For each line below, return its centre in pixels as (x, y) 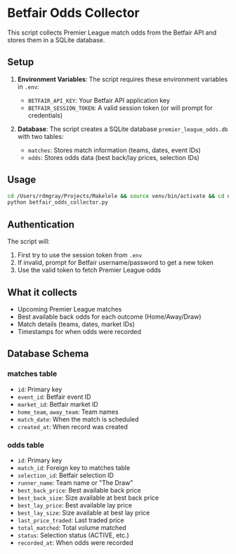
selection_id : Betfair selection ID (66, 475)
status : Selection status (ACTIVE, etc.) (73, 535)
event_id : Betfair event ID (54, 397)
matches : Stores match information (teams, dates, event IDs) (114, 150)
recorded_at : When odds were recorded (75, 542)
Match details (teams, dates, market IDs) (76, 324)
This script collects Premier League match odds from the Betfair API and (112, 32)
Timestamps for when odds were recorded (79, 331)
